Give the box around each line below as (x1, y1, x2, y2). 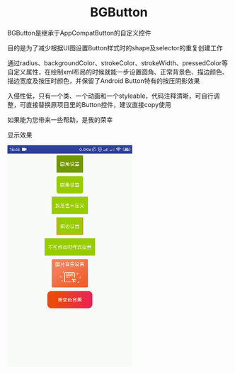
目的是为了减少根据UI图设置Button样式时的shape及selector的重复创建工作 (7, 43, 223, 52)
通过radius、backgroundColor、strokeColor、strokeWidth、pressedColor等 (7, 58, 229, 67)
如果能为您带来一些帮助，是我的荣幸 (7, 115, 113, 124)
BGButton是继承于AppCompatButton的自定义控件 (7, 28, 151, 37)
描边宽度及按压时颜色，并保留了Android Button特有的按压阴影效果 (7, 76, 200, 85)
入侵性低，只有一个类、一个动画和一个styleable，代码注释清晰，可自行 (7, 91, 214, 100)
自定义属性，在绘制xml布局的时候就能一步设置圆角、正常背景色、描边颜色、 (7, 67, 229, 76)
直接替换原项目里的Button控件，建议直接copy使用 (25, 100, 171, 108)
